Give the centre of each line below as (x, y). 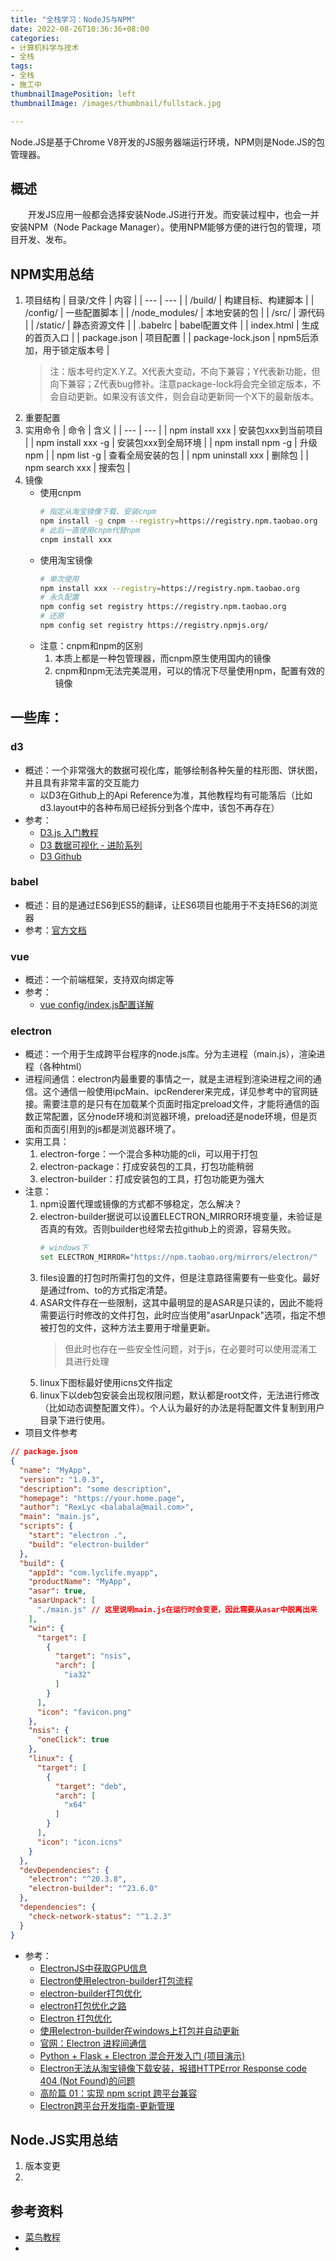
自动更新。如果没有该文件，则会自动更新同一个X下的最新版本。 (189, 397)
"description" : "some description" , (95, 1489)
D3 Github (60, 856)
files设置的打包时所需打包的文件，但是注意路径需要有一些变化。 (171, 1278)
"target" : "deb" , (91, 1786)
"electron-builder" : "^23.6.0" (93, 1889)
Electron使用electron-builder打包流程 (116, 1980)
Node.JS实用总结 (64, 2139)
